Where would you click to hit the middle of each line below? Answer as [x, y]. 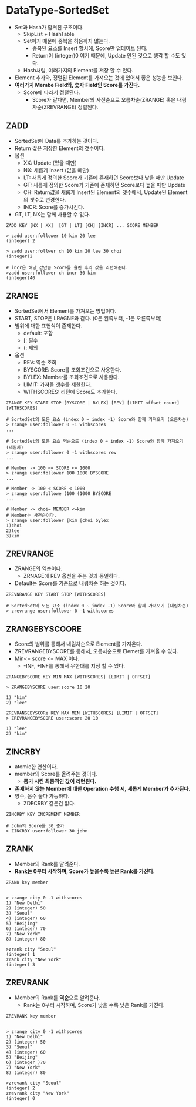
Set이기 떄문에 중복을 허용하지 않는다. [67, 41]
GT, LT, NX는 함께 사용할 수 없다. [53, 214]
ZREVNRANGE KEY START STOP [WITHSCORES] [56, 594]
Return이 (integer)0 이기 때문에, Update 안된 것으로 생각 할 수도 [106, 55]
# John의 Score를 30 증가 [35, 826]
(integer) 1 [21, 954]
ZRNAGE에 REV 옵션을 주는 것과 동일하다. [72, 576]
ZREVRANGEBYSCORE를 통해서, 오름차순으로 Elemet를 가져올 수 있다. [97, 651]
